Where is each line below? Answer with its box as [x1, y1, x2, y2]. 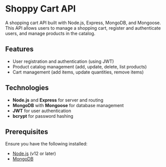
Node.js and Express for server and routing [12, 97, 104, 103]
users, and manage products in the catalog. [5, 30, 96, 36]
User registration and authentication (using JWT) [12, 58, 114, 64]
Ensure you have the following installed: [5, 141, 88, 147]
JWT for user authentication [12, 108, 71, 114]
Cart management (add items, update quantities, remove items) [12, 69, 144, 75]
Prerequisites [5, 127, 48, 136]
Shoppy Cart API [5, 3, 76, 15]
